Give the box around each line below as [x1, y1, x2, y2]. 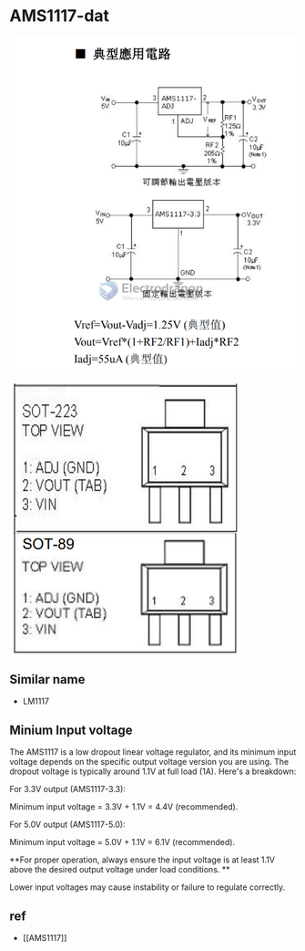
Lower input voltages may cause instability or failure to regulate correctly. [9, 882, 285, 893]
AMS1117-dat [9, 5, 110, 26]
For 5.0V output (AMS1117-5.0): [9, 819, 126, 831]
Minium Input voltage [9, 722, 134, 737]
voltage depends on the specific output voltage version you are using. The [9, 757, 290, 768]
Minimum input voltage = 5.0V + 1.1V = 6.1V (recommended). [9, 837, 235, 848]
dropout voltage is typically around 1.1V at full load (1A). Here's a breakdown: [9, 766, 297, 777]
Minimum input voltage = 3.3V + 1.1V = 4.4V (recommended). [9, 801, 239, 812]
